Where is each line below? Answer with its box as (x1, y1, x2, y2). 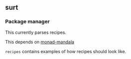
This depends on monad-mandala (5, 39, 74, 45)
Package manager (5, 18, 50, 25)
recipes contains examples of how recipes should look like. (5, 48, 127, 54)
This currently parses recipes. (5, 29, 66, 35)
